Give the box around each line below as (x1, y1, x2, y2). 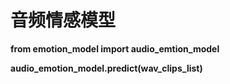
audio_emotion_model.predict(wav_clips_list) (10, 62, 203, 74)
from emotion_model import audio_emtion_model (10, 42, 220, 55)
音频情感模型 (10, 9, 117, 32)
